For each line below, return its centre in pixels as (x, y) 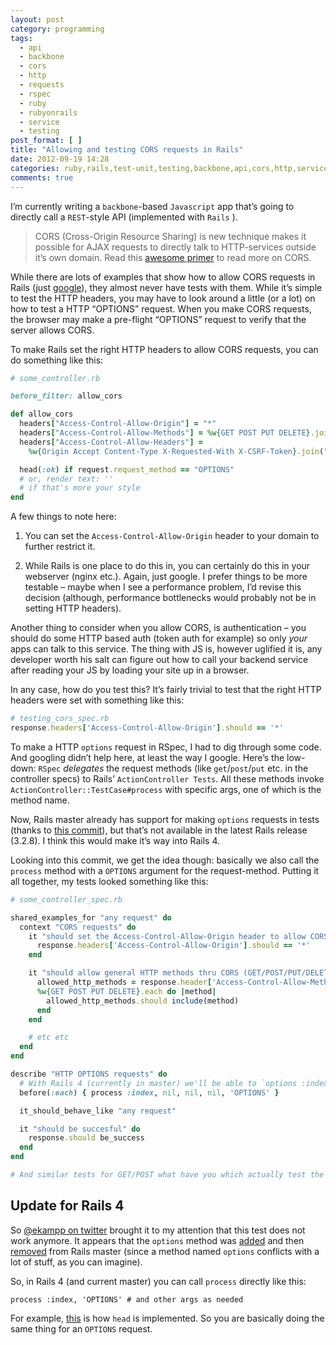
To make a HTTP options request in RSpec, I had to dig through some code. (166, 747)
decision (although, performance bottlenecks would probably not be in (170, 598)
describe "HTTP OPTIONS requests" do (89, 1074)
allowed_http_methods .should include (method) (143, 1001)
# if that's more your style (80, 488)
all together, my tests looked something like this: (109, 881)
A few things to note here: (63, 517)
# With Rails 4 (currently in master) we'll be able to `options (158, 1083)
